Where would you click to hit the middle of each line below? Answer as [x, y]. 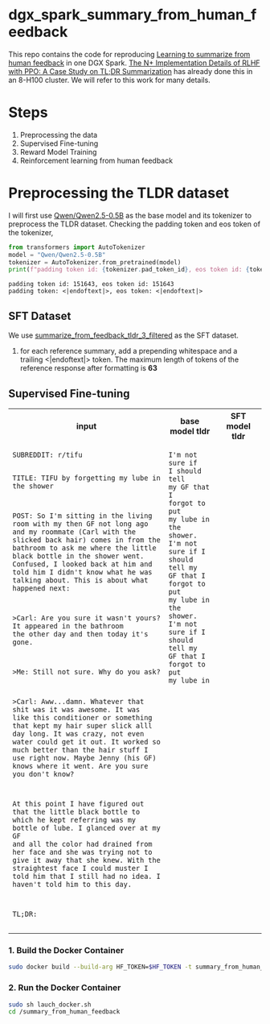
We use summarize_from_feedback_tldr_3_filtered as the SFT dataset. [124, 335]
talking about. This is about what [80, 580]
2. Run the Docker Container [65, 988]
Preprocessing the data [59, 135]
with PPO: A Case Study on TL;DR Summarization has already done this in [131, 71]
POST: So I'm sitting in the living [82, 516]
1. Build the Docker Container [66, 950]
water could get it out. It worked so [86, 742]
